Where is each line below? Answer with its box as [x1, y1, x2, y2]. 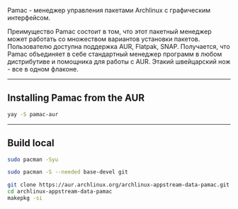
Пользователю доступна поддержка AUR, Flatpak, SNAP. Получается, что [7, 43, 230, 50]
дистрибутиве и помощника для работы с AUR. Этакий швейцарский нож [7, 57, 231, 66]
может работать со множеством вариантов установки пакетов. [7, 35, 200, 43]
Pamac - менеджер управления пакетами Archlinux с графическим [7, 6, 211, 14]
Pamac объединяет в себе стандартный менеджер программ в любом [7, 50, 222, 58]
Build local [7, 137, 55, 149]
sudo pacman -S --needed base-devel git [7, 169, 129, 176]
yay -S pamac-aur [7, 111, 59, 118]
